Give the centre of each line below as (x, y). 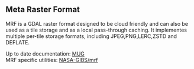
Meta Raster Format (43, 10)
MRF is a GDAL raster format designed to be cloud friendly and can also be (97, 23)
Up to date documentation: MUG (45, 54)
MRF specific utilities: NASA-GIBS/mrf (52, 60)
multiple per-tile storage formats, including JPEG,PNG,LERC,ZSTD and (91, 36)
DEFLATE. (18, 42)
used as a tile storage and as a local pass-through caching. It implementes (96, 30)
